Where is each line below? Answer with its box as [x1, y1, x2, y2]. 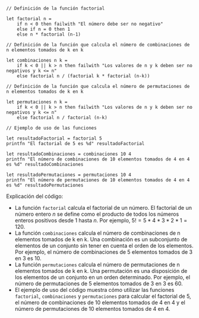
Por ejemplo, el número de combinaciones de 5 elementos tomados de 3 [14, 248, 193, 256]
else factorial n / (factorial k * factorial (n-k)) [17, 73, 150, 79]
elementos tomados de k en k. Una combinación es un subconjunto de [14, 236, 188, 243]
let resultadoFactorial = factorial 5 [6, 136, 102, 141]
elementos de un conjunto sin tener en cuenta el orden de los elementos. [14, 242, 194, 249]
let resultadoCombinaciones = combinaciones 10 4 [6, 151, 132, 157]
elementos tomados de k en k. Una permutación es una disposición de [14, 267, 188, 274]
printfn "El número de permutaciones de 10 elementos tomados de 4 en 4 [6, 177, 190, 183]
